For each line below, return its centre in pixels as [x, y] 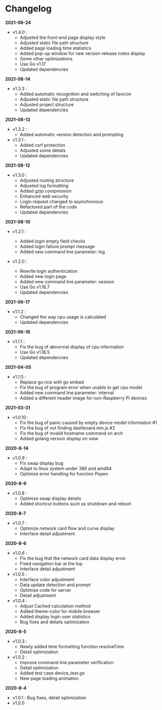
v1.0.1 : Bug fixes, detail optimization [49, 698]
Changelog [28, 9]
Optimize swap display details [50, 498]
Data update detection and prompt [55, 585]
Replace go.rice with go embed [52, 382]
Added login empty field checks [53, 241]
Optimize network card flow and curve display [67, 528]
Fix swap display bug [42, 463]
